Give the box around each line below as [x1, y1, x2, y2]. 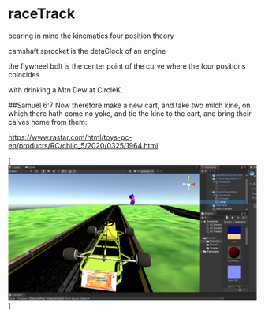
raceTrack [8, 5, 76, 23]
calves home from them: [8, 117, 88, 126]
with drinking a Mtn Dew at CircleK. [8, 84, 124, 95]
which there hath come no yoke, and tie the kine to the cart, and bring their [8, 108, 252, 118]
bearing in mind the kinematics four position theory [8, 31, 174, 40]
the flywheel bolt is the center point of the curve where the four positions [8, 61, 246, 71]
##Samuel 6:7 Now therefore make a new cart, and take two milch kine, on [8, 100, 251, 110]
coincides [8, 69, 40, 79]
